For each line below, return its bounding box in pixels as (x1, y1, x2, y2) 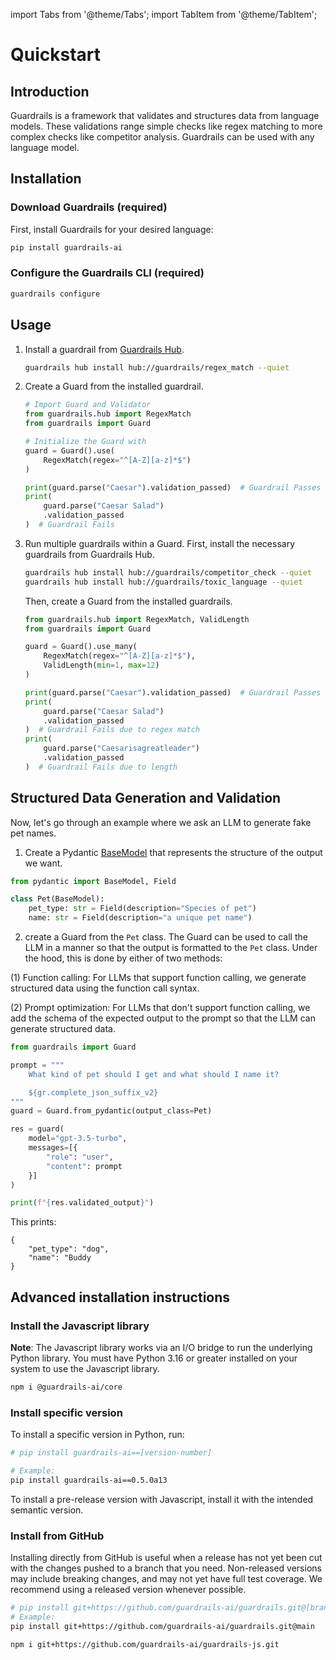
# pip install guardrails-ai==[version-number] (10, 1448, 213, 1458)
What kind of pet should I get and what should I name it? (28, 1069, 280, 1079)
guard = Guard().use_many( (24, 642, 138, 652)
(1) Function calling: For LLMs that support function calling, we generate (10, 972, 307, 984)
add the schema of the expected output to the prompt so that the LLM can (10, 1012, 316, 1024)
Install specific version (10, 1405, 123, 1419)
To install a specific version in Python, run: (10, 1429, 185, 1441)
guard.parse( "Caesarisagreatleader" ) (43, 744, 201, 754)
